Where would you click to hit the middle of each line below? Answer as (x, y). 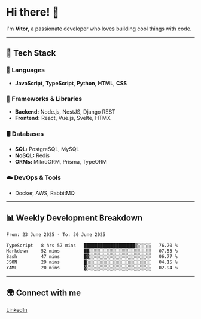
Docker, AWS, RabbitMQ (45, 193)
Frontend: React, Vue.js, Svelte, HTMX (63, 118)
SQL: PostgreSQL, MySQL (47, 149)
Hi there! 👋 (33, 12)
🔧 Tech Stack (31, 53)
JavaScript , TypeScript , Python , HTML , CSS (71, 83)
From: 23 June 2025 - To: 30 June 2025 (56, 235)
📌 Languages (25, 70)
